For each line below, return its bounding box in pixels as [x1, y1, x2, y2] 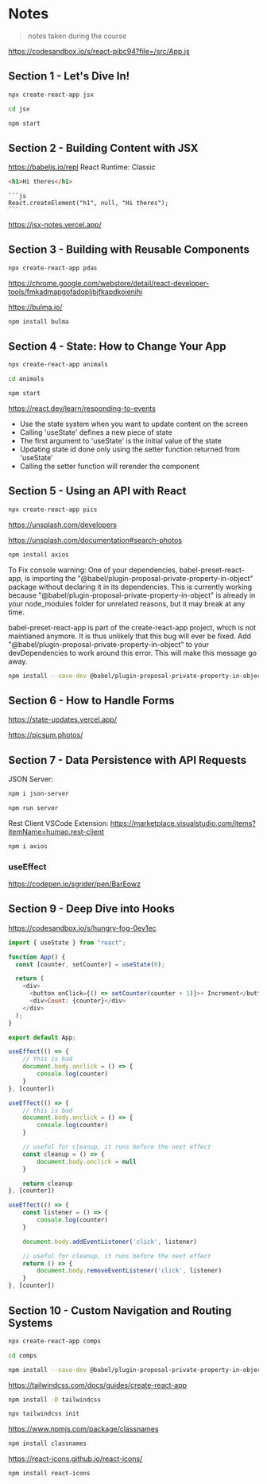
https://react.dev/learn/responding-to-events [8, 404, 157, 413]
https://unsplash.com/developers [8, 520, 118, 529]
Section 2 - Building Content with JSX [8, 141, 199, 155]
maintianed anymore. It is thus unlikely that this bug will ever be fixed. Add [8, 631, 252, 641]
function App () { [8, 953, 66, 961]
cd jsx [8, 105, 30, 113]
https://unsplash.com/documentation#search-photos [8, 535, 183, 544]
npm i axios [8, 842, 48, 850]
